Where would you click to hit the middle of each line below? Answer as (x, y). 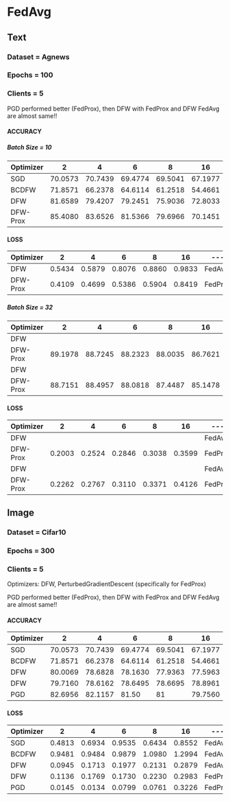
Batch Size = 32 (30, 307)
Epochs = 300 (31, 550)
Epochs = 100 (30, 75)
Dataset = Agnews (38, 57)
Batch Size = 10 (29, 147)
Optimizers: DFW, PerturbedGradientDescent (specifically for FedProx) (107, 584)
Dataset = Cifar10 (37, 532)
